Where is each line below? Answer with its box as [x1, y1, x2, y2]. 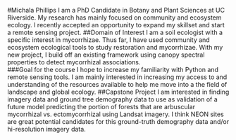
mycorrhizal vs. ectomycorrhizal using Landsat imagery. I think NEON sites [7, 110, 224, 118]
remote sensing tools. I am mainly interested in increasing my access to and [7, 73, 228, 81]
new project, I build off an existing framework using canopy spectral [7, 50, 205, 59]
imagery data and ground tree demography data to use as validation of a [7, 95, 218, 104]
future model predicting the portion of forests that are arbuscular [7, 103, 196, 111]
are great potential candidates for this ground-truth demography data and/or [7, 118, 230, 125]
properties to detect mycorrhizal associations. [7, 58, 141, 66]
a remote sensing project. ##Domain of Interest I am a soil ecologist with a [7, 28, 223, 36]
